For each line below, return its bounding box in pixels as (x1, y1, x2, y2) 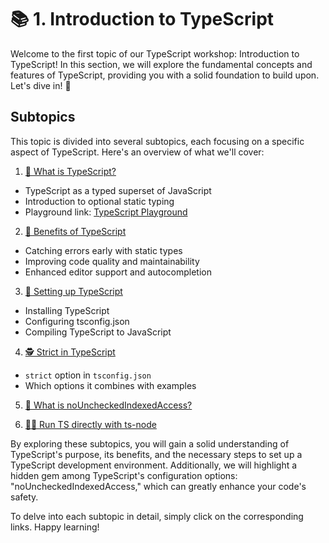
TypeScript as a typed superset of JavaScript (24, 184, 212, 196)
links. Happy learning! (10, 521, 100, 533)
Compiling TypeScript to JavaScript (24, 326, 172, 338)
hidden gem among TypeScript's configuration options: (10, 469, 238, 481)
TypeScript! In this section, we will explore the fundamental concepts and (10, 58, 313, 70)
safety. (10, 491, 39, 503)
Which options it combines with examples (24, 379, 197, 391)
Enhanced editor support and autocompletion (24, 266, 212, 278)
